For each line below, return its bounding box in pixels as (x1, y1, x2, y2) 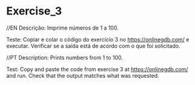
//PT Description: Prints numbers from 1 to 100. (6, 54, 123, 61)
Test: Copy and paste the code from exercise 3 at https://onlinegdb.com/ (6, 65, 188, 73)
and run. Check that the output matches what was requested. (6, 72, 159, 79)
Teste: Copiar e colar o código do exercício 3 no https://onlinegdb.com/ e (6, 36, 190, 43)
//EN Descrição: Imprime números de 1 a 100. (6, 24, 119, 31)
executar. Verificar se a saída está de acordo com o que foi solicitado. (6, 42, 180, 49)
